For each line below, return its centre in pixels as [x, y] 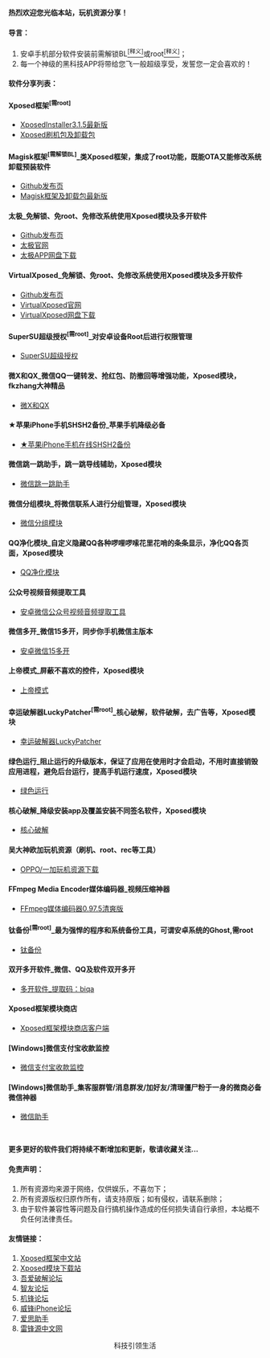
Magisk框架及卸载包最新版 [64, 196]
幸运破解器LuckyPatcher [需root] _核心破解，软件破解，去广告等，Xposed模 [132, 711]
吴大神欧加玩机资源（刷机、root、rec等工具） [84, 849]
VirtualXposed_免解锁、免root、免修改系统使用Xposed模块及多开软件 [126, 275]
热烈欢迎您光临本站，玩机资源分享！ [68, 12]
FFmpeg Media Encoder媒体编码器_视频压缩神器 [89, 889]
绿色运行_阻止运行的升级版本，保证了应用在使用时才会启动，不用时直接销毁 [133, 761]
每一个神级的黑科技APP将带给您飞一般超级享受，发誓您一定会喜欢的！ [136, 63]
